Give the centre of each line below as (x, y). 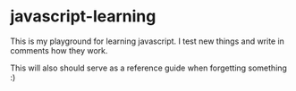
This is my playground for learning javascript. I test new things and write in (148, 41)
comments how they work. (59, 50)
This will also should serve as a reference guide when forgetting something (148, 68)
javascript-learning (83, 17)
